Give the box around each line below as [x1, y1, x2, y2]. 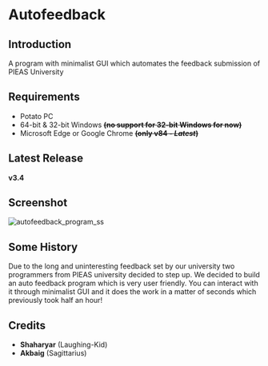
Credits [8, 318, 46, 332]
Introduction [8, 38, 72, 51]
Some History [8, 240, 78, 253]
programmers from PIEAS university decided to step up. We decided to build [8, 270, 260, 280]
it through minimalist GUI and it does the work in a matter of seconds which [8, 287, 257, 296]
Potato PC [19, 111, 54, 121]
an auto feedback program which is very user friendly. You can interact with [8, 278, 258, 288]
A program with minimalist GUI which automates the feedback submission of [8, 58, 261, 68]
